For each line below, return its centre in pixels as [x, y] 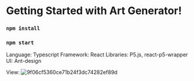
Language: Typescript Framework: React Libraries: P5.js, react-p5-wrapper [97, 55]
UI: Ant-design [24, 61]
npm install [23, 28]
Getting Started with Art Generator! [94, 11]
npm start [20, 43]
